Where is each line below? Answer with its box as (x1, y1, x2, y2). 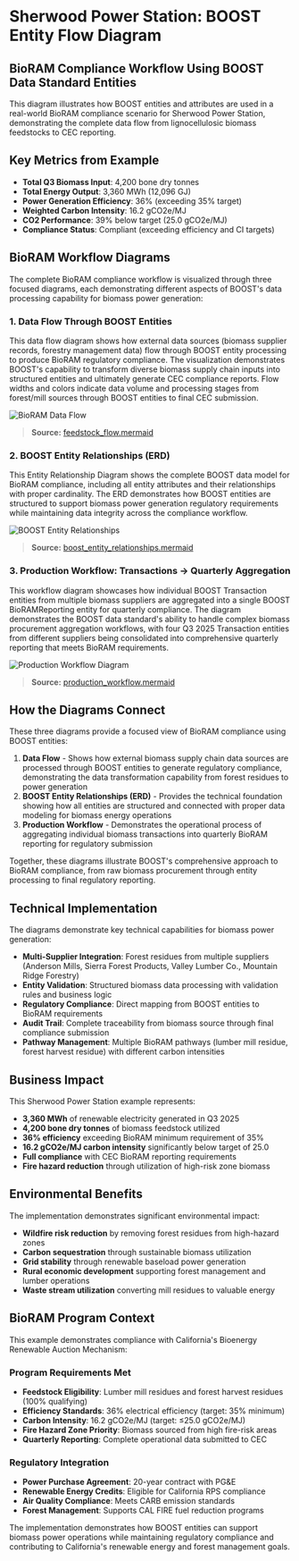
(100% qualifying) (21, 1396, 87, 1406)
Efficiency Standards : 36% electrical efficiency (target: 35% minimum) (21, 1405, 286, 1416)
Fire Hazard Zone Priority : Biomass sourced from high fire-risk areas (21, 1424, 278, 1435)
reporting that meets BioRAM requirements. (9, 642, 170, 653)
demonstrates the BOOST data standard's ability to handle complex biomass (9, 613, 290, 624)
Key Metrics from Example (9, 153, 160, 168)
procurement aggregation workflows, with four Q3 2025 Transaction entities (9, 623, 290, 634)
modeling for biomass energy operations (21, 810, 172, 821)
